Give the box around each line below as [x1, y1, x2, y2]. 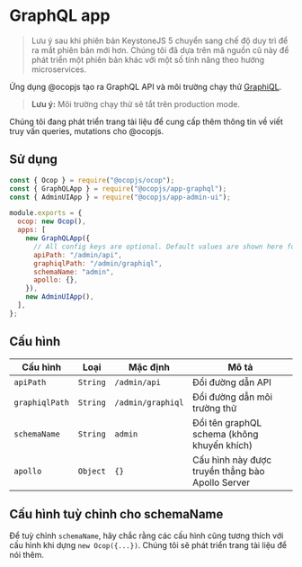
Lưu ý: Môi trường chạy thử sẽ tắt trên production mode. [31, 98, 241, 109]
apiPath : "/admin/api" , [32, 250, 123, 259]
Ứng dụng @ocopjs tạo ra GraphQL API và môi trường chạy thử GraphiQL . [9, 81, 282, 92]
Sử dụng [9, 152, 58, 167]
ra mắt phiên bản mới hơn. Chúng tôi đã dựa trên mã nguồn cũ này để [31, 44, 289, 55]
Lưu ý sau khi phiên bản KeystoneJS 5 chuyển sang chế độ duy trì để [31, 35, 289, 46]
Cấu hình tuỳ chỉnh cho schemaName [9, 506, 224, 522]
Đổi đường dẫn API [192, 375, 271, 388]
